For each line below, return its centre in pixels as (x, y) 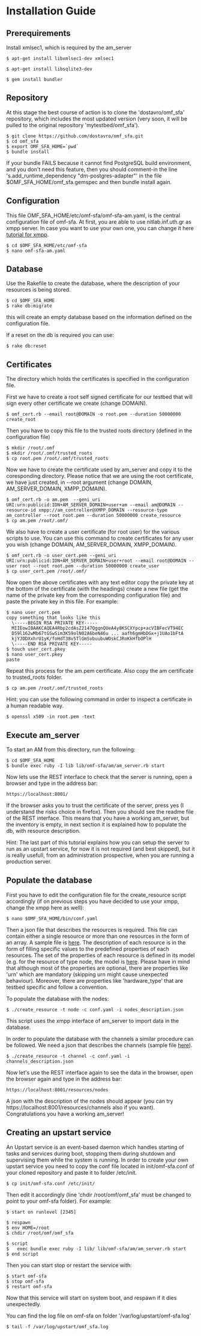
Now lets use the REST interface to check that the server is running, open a (99, 777)
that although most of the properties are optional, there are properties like (97, 968)
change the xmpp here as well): (45, 907)
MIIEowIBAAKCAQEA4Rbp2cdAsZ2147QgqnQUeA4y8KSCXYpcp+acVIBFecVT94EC (98, 628)
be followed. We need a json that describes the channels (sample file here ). (100, 1045)
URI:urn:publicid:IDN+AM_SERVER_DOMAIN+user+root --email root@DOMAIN (96, 561)
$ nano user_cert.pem (33, 613)
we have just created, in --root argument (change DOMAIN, (79, 482)
